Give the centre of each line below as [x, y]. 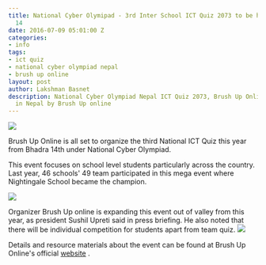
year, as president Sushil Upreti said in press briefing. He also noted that [126, 220]
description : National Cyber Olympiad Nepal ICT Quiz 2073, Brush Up [125, 97]
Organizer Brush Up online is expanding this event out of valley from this [126, 212]
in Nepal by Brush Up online [63, 104]
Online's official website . [49, 253]
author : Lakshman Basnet [49, 89]
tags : [17, 52]
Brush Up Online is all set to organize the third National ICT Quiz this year [127, 141]
